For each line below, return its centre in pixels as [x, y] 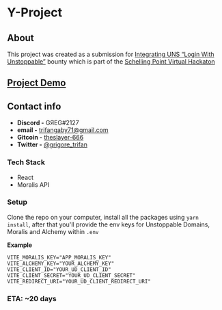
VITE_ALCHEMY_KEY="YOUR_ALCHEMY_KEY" [61, 263]
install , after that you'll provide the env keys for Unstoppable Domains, [109, 224]
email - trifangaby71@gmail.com [63, 130]
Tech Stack [26, 162]
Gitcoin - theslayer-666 [50, 138]
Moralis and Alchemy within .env [53, 231]
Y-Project [35, 13]
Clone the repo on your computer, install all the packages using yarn [103, 217]
